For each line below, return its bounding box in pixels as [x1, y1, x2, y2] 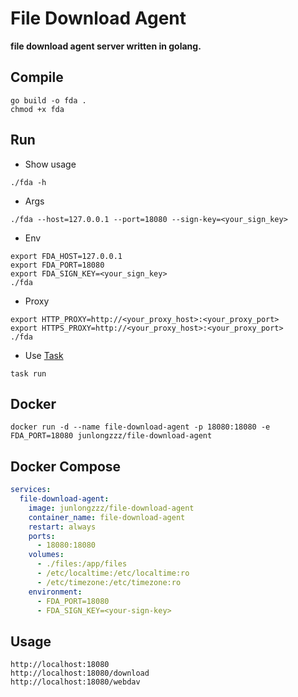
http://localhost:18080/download [10, 668, 150, 679]
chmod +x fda [10, 104, 65, 114]
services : [10, 485, 52, 495]
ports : [28, 531, 56, 541]
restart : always [28, 522, 97, 532]
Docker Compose [10, 458, 122, 475]
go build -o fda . [10, 95, 87, 106]
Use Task [24, 349, 64, 361]
